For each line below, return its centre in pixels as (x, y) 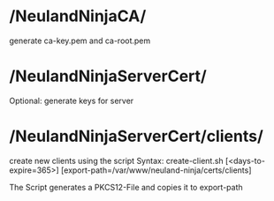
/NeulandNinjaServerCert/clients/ (136, 136)
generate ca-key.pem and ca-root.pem (80, 41)
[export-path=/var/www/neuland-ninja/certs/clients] (156, 170)
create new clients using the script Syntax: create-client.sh (116, 160)
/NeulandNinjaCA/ (78, 16)
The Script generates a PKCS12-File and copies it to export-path (126, 187)
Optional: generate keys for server (72, 100)
